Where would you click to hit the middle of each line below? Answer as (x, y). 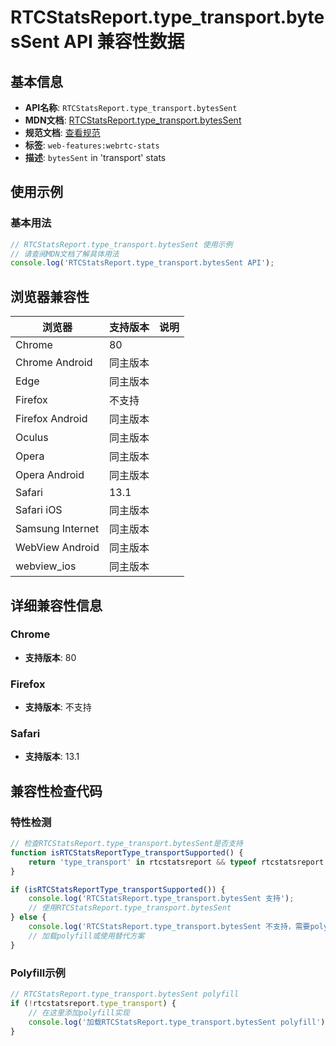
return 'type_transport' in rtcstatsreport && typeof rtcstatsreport (176, 862)
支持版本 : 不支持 (58, 707)
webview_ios (46, 566)
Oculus (32, 438)
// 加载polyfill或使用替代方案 (86, 936)
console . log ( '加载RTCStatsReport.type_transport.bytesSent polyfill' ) (177, 1022)
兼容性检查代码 (56, 791)
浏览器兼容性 (50, 296)
